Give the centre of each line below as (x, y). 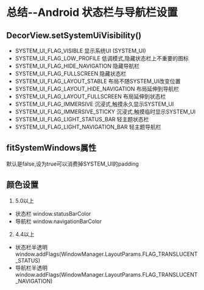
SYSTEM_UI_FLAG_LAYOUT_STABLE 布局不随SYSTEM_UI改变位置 (98, 81)
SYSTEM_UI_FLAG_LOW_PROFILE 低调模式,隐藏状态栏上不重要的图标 (102, 58)
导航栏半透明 (31, 267)
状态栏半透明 (31, 247)
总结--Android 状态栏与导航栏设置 (92, 12)
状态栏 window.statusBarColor (53, 213)
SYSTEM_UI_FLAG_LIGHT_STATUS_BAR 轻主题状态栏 (82, 119)
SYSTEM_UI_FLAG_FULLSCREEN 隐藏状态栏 (71, 73)
